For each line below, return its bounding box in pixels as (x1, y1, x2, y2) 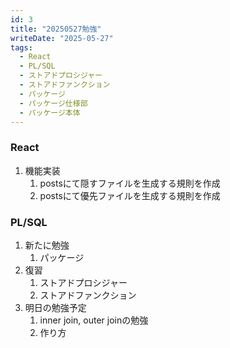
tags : (10, 42, 33, 53)
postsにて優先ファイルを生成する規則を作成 (39, 189, 221, 201)
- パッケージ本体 (19, 107, 81, 118)
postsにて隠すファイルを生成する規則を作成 (39, 177, 221, 189)
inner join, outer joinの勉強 (39, 314, 149, 326)
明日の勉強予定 (24, 301, 87, 313)
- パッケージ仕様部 (19, 98, 88, 108)
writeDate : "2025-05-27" (10, 33, 114, 43)
